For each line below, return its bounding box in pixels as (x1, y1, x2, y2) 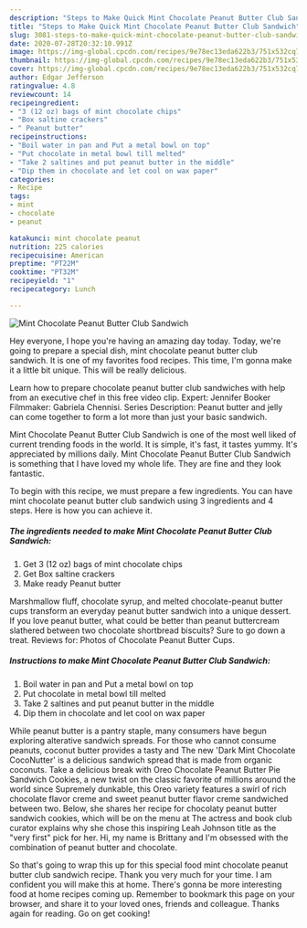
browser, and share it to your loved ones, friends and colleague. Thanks (9, 898, 281, 909)
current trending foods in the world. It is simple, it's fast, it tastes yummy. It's (9, 438, 298, 449)
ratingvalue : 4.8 (9, 81, 76, 90)
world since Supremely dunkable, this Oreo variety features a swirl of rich (9, 783, 287, 795)
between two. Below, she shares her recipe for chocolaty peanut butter (9, 803, 278, 814)
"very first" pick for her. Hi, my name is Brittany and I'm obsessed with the (9, 832, 289, 843)
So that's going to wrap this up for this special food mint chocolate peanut (9, 859, 289, 870)
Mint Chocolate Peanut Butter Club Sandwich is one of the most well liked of (9, 428, 297, 439)
